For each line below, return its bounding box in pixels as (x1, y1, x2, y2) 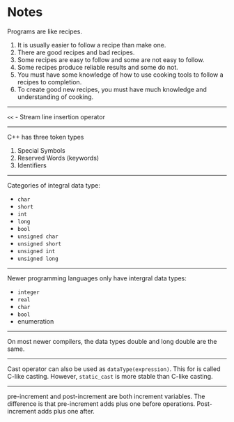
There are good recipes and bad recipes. (17, 48, 135, 56)
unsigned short (17, 240, 62, 248)
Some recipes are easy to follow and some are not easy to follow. (17, 55, 205, 63)
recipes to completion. (17, 77, 82, 86)
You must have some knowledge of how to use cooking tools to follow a (17, 70, 224, 79)
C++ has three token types (7, 133, 84, 141)
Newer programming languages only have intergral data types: (7, 273, 187, 282)
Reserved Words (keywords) (17, 153, 100, 162)
